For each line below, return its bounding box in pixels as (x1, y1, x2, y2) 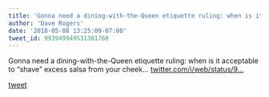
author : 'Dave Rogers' (8, 19, 84, 27)
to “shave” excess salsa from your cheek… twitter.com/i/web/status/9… (8, 65, 244, 75)
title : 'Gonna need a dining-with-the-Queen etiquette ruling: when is (8, 11, 252, 20)
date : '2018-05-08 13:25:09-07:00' (8, 26, 127, 34)
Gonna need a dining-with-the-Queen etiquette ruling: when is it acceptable (8, 56, 259, 66)
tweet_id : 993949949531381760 (8, 34, 110, 42)
